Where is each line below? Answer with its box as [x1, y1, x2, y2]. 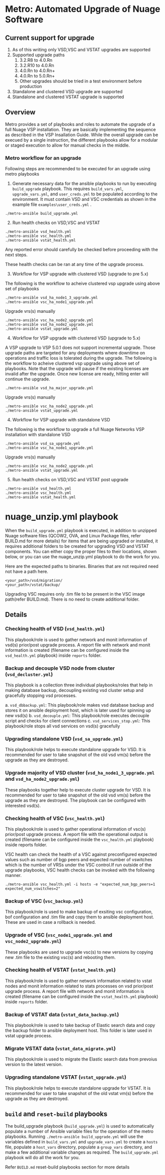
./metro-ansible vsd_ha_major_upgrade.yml [5, 386, 94, 391]
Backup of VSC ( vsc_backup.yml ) [5, 897, 83, 904]
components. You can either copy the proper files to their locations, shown [5, 549, 157, 555]
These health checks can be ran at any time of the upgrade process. [5, 262, 144, 267]
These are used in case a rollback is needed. [5, 919, 96, 925]
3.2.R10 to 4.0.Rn [19, 63, 54, 68]
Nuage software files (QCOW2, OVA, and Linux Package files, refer [5, 533, 141, 539]
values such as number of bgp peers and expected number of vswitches [5, 856, 153, 862]
